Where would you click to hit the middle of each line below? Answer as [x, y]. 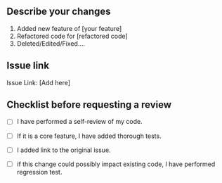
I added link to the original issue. [64, 150]
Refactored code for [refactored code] [72, 36]
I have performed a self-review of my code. [79, 122]
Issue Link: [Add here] [39, 82]
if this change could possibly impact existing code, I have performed [116, 164]
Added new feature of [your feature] [69, 28]
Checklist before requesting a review [89, 105]
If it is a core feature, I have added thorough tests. [89, 136]
